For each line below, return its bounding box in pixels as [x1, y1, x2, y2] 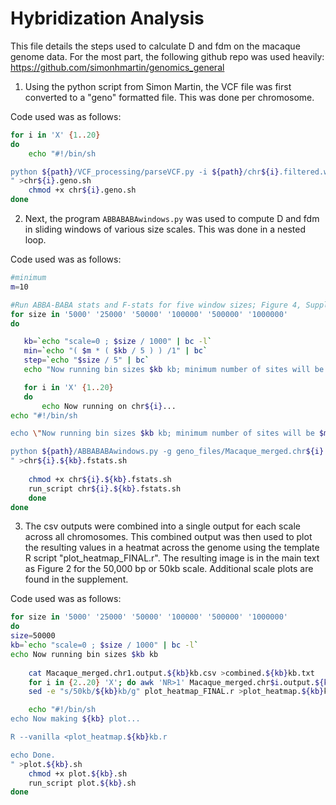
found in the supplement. [24, 573, 129, 586]
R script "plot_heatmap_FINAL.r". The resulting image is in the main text [24, 552, 320, 564]
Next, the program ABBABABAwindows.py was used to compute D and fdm [24, 213, 320, 225]
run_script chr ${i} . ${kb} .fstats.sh [28, 483, 182, 494]
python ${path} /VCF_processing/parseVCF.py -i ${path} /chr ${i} [10, 167, 280, 177]
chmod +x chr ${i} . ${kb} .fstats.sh [28, 474, 172, 484]
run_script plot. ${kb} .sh [28, 778, 137, 788]
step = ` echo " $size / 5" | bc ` [23, 355, 150, 366]
